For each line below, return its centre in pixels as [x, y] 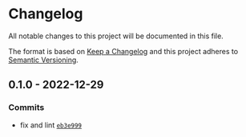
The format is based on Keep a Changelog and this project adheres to [123, 51]
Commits [26, 108]
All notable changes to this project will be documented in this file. [116, 36]
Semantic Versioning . [43, 60]
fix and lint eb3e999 [51, 125]
